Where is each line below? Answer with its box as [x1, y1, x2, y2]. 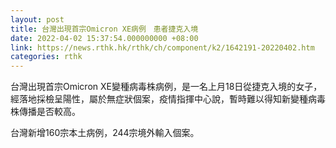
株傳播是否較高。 [10, 106, 81, 118]
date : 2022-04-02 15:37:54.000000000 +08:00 [10, 33, 199, 43]
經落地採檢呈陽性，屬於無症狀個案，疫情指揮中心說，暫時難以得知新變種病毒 [10, 93, 326, 105]
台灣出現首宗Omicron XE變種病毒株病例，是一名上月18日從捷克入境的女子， [10, 81, 323, 93]
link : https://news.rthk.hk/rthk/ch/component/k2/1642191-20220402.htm [10, 42, 315, 53]
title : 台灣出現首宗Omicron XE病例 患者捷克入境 [10, 24, 199, 34]
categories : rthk [10, 52, 83, 62]
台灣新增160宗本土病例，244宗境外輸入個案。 [10, 127, 200, 139]
